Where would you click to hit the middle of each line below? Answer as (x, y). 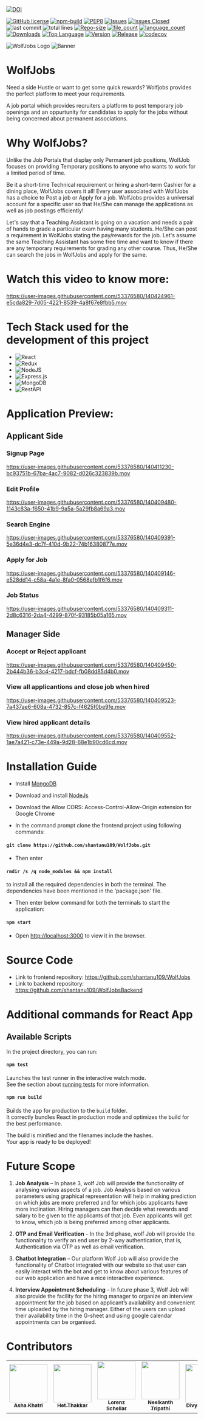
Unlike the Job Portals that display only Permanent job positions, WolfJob (98, 160)
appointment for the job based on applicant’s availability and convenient (105, 1303)
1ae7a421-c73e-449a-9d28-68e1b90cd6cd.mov (67, 742)
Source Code (40, 960)
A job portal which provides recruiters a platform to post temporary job (95, 105)
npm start (19, 923)
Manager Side (33, 634)
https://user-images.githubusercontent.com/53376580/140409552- (91, 736)
